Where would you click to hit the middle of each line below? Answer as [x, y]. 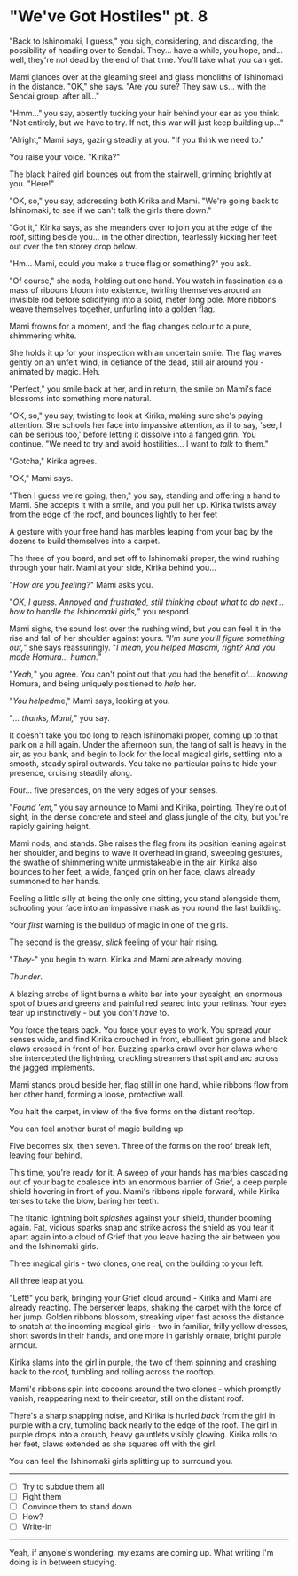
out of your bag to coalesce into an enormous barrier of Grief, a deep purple [149, 1182]
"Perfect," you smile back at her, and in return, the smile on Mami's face [141, 389]
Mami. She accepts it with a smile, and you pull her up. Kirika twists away [143, 504]
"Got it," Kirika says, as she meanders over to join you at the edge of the [141, 227]
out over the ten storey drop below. [73, 246]
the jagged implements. [52, 1067]
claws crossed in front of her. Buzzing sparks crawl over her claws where [143, 1049]
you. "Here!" [32, 183]
